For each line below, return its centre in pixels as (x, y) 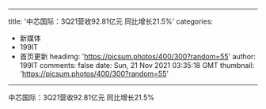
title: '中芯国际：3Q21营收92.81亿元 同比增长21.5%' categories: (111, 21)
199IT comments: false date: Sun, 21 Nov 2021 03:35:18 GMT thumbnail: (137, 65)
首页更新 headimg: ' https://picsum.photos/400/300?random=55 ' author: (137, 56)
